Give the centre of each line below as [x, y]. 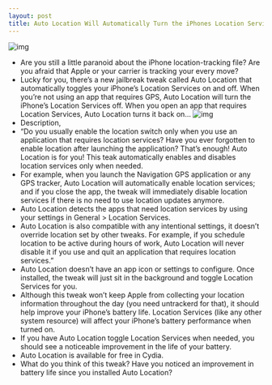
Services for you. [49, 286]
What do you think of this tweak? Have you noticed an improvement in [137, 364]
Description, [40, 122]
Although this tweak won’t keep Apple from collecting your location [132, 295]
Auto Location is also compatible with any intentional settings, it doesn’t [140, 226]
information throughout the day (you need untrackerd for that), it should [140, 303]
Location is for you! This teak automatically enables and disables [128, 157]
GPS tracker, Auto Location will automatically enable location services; [138, 182]
